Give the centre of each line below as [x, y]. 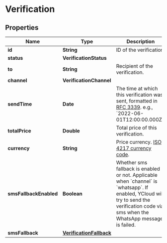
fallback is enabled [138, 169]
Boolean [73, 194]
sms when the [132, 212]
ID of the [126, 50]
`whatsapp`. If [132, 187]
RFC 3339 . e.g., [134, 107]
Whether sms [132, 163]
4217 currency [134, 148]
